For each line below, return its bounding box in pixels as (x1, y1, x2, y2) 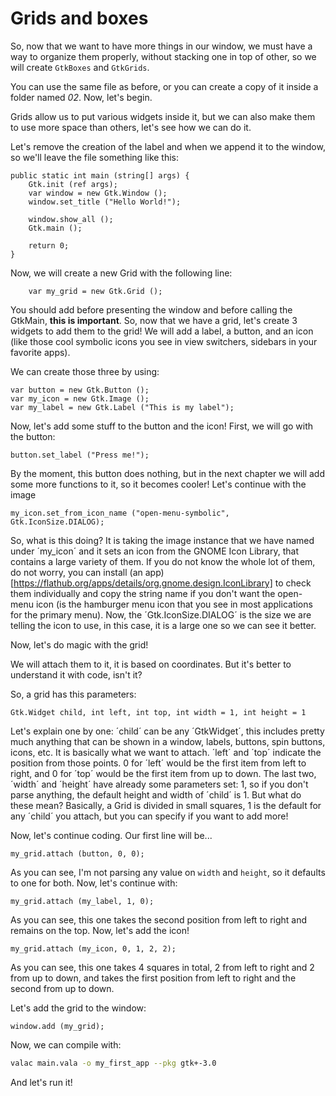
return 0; (28, 240, 70, 251)
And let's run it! (10, 1076, 73, 1088)
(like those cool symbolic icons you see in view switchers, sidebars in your (10, 335, 318, 347)
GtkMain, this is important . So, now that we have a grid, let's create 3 (10, 314, 298, 326)
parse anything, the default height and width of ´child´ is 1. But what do (10, 788, 302, 801)
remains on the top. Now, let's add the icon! (10, 924, 190, 936)
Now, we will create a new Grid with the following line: (10, 267, 233, 279)
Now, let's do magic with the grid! (10, 638, 149, 651)
